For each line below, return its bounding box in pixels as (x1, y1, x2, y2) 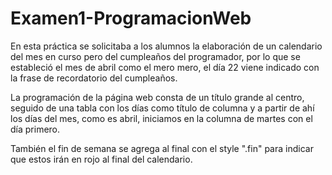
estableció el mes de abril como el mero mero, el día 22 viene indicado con (10, 61, 320, 73)
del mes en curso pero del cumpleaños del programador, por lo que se (10, 50, 301, 62)
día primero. (10, 123, 61, 135)
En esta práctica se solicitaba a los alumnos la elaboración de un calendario (10, 40, 323, 52)
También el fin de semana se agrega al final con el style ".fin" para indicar (10, 142, 314, 154)
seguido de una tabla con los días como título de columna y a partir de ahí (10, 102, 315, 114)
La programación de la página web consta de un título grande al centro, (10, 91, 305, 103)
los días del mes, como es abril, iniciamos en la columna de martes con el (10, 112, 313, 124)
